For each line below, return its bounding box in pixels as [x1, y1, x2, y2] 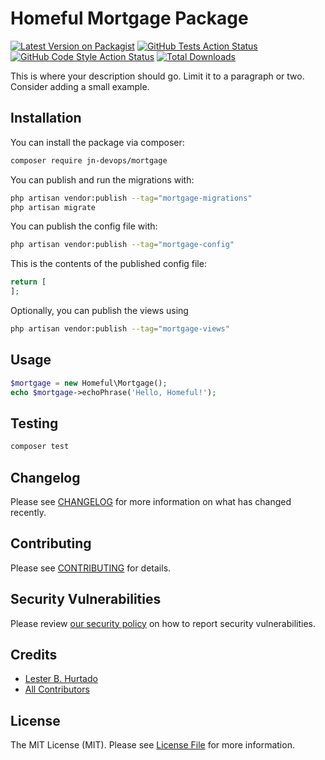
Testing [10, 415, 59, 432]
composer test [10, 442, 70, 452]
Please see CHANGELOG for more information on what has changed [10, 495, 292, 507]
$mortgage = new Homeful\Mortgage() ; [10, 378, 168, 388]
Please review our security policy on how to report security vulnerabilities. [10, 617, 316, 629]
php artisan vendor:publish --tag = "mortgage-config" [10, 240, 235, 250]
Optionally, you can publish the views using [10, 305, 189, 316]
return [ [10, 277, 47, 287]
